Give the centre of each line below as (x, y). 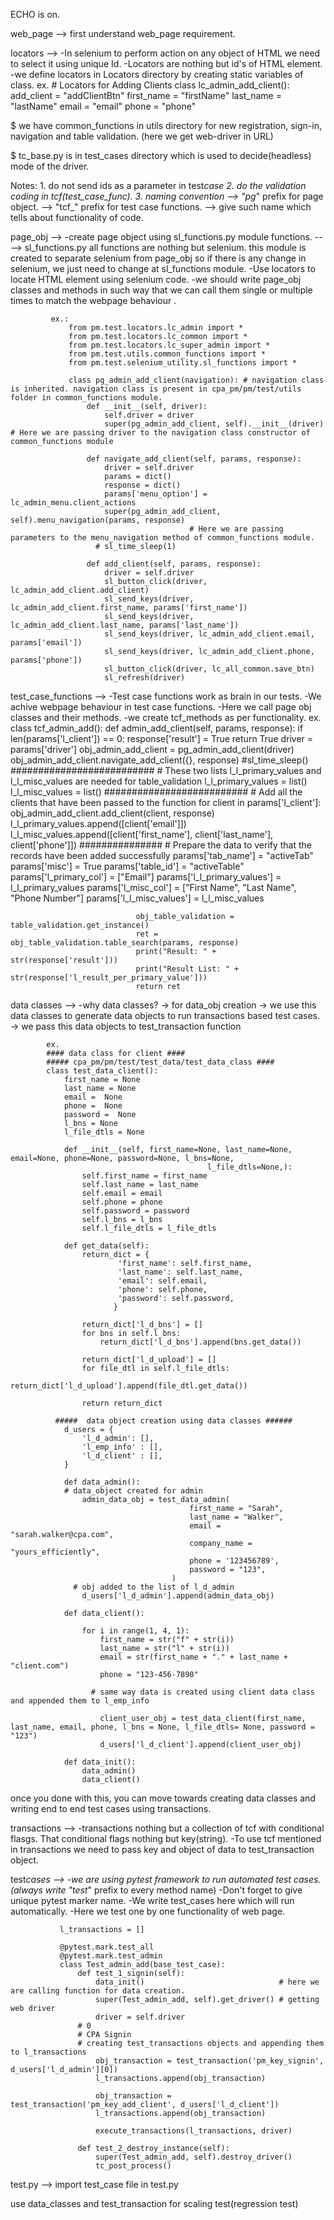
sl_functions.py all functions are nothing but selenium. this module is (165, 247)
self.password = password (135, 1211)
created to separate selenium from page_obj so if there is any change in (158, 258)
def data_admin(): (102, 1482)
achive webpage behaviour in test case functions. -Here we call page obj (161, 707)
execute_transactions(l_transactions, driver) (194, 2131)
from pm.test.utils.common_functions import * (167, 354)
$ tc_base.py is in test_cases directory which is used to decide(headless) (161, 155)
